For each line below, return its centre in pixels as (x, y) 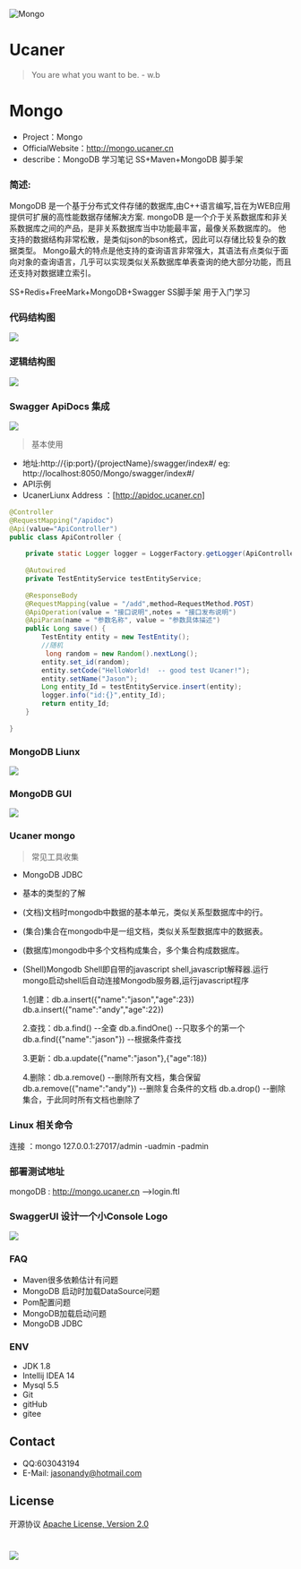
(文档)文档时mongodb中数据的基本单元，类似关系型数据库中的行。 (145, 912)
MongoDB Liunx (45, 751)
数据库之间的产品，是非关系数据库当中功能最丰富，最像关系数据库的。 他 (151, 228)
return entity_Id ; (76, 704)
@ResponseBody (52, 596)
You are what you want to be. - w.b (96, 74)
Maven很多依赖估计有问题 (70, 1280)
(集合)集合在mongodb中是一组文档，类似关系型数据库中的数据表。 (145, 930)
